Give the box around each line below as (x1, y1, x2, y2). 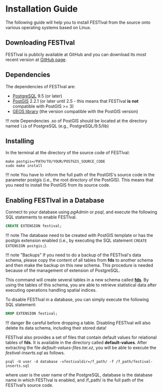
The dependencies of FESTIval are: (5, 83, 76, 89)
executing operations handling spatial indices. (5, 287, 97, 293)
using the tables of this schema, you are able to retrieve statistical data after (5, 282, 157, 288)
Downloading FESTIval (5, 39, 75, 47)
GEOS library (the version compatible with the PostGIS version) (12, 108, 138, 114)
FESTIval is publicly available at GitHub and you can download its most (5, 51, 147, 57)
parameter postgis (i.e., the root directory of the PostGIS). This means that (5, 177, 154, 183)
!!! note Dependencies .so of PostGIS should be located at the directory (5, 118, 147, 124)
